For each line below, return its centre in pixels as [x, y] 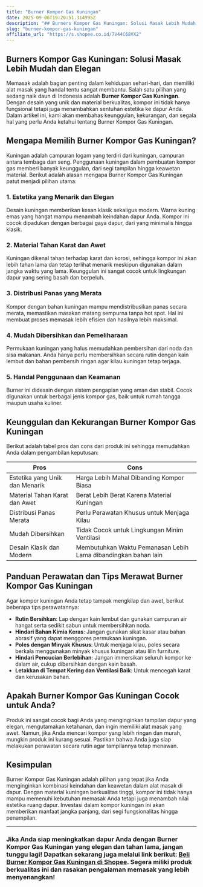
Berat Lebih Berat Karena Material [124, 495]
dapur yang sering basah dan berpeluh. [55, 278]
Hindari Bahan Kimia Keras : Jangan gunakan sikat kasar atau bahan [100, 632]
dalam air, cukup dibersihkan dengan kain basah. [76, 664]
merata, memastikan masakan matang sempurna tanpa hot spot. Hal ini [95, 313]
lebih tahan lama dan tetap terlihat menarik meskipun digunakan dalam [94, 265]
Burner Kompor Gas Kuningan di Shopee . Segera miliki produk [99, 862]
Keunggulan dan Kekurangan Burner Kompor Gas [101, 422]
